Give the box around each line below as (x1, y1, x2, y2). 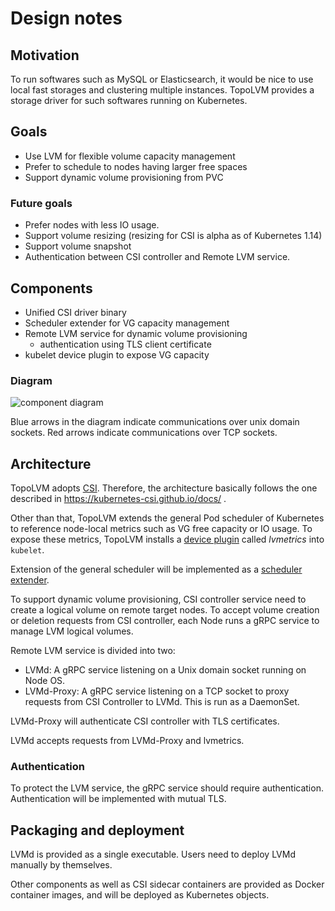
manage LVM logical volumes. (10, 625, 134, 637)
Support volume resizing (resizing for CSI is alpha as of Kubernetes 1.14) (24, 230, 323, 242)
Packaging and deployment (10, 822, 185, 839)
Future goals (10, 196, 73, 210)
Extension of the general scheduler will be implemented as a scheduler (10, 563, 303, 576)
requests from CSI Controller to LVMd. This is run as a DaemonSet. (24, 696, 300, 708)
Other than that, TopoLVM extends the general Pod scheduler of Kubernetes (10, 512, 325, 524)
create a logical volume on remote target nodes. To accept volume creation (10, 604, 320, 616)
